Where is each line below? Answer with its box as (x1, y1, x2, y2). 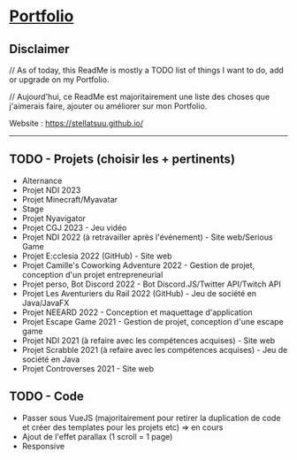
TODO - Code (9, 389, 84, 404)
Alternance (21, 175, 63, 186)
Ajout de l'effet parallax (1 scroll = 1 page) (21, 431, 173, 441)
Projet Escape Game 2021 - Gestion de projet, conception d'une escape (21, 316, 285, 326)
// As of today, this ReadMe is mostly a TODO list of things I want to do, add (9, 65, 285, 75)
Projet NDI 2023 (21, 184, 81, 195)
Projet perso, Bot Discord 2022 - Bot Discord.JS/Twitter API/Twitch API (21, 279, 281, 289)
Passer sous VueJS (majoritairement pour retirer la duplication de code (21, 412, 281, 423)
